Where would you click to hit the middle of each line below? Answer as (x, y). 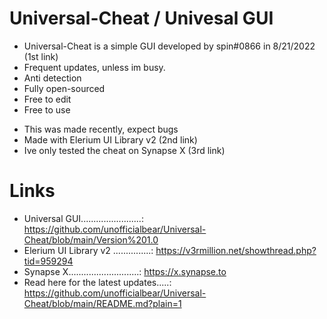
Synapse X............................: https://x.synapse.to (125, 271)
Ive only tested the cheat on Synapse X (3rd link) (124, 150)
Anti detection (52, 78)
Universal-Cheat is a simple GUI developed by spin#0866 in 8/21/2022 (169, 46)
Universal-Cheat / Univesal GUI (141, 18)
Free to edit (47, 99)
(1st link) (41, 56)
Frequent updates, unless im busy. (94, 67)
